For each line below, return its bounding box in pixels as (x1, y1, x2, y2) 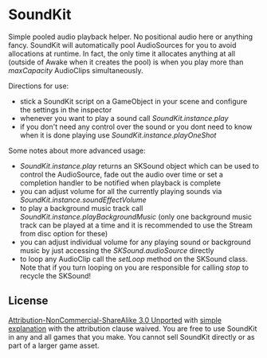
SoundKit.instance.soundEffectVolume (19, 195, 147, 204)
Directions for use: (8, 81, 69, 91)
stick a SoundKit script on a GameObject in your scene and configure (19, 96, 248, 106)
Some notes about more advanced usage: (8, 146, 146, 155)
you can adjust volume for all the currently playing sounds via (19, 186, 222, 196)
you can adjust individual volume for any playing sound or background (19, 237, 251, 247)
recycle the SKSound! (19, 270, 92, 280)
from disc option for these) (19, 228, 108, 238)
